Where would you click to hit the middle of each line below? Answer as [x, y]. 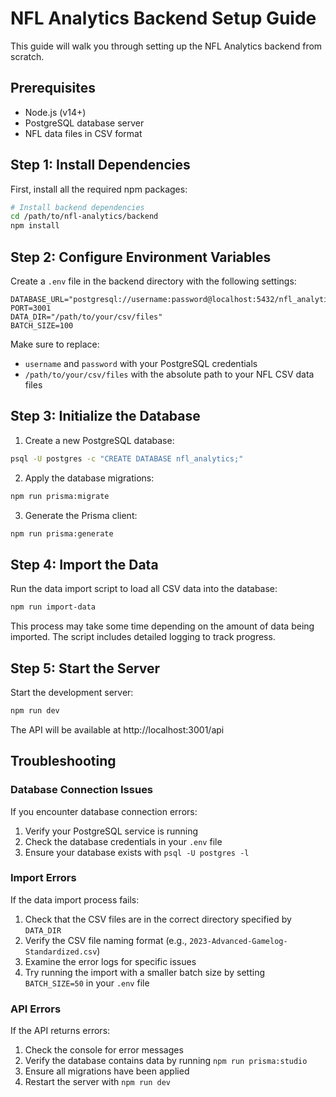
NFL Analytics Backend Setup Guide [163, 18]
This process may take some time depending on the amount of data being [162, 626]
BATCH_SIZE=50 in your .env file [87, 983]
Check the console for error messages [104, 1050]
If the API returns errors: [60, 1031]
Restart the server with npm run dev [98, 1082]
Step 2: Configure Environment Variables [141, 257]
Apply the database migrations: [89, 478]
